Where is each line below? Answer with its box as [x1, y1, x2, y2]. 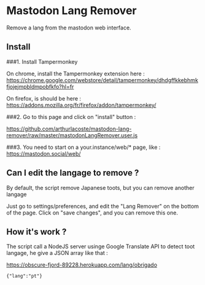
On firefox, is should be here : [6, 94, 82, 102]
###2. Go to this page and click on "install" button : [6, 113, 136, 120]
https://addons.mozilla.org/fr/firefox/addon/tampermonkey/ [6, 101, 157, 108]
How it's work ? [6, 226, 67, 237]
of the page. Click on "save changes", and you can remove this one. [6, 209, 178, 216]
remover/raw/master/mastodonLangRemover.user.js [6, 131, 138, 139]
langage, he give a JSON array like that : [6, 249, 109, 257]
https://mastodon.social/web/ [6, 150, 81, 157]
